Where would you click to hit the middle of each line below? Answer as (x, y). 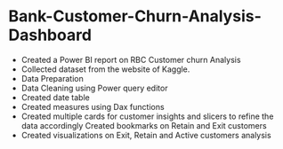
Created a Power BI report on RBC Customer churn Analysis (131, 59)
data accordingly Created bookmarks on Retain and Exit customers (144, 125)
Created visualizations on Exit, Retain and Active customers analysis (146, 135)
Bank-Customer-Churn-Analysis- (135, 16)
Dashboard (50, 35)
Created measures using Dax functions (93, 106)
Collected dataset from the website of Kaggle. (105, 69)
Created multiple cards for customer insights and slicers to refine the (147, 116)
